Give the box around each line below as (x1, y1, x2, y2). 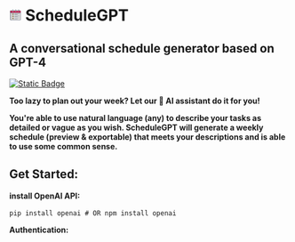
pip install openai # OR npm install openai (9, 208, 177, 218)
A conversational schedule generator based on (9, 41, 275, 56)
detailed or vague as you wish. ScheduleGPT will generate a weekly (9, 122, 264, 133)
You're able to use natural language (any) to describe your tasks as (9, 113, 262, 123)
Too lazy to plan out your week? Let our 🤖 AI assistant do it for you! (9, 95, 260, 106)
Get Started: (9, 166, 78, 182)
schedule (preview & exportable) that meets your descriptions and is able (9, 132, 286, 142)
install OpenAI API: (9, 190, 81, 201)
